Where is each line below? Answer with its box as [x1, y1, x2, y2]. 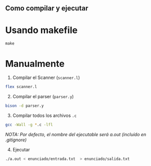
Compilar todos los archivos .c [12, 112, 77, 118]
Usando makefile [5, 24, 78, 36]
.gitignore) [5, 137, 27, 143]
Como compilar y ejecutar [5, 4, 88, 13]
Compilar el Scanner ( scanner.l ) [12, 74, 80, 80]
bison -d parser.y [5, 103, 44, 108]
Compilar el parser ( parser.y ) [12, 94, 74, 100]
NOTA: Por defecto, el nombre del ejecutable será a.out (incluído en [5, 131, 146, 137]
